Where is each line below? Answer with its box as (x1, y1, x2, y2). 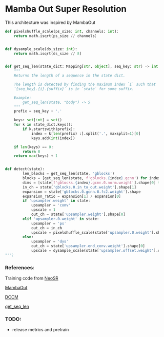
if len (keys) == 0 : (14, 145, 54, 150)
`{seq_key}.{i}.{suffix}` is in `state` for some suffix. (14, 86, 134, 91)
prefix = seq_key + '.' (14, 109, 62, 114)
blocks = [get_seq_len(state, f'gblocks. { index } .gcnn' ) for (22, 176, 147, 181)
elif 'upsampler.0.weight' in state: (22, 216, 99, 221)
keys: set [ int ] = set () (14, 118, 62, 123)
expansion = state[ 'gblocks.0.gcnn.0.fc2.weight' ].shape (22, 189, 141, 194)
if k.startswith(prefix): (22, 127, 76, 132)
